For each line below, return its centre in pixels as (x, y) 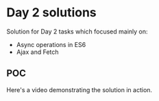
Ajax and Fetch (37, 52)
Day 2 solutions (51, 13)
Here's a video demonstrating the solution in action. (79, 89)
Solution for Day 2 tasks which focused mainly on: (77, 31)
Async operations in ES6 (51, 44)
